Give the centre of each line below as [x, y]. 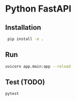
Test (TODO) [25, 82]
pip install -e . [25, 39]
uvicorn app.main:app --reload [38, 66]
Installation [23, 28]
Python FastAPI [38, 9]
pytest [12, 94]
